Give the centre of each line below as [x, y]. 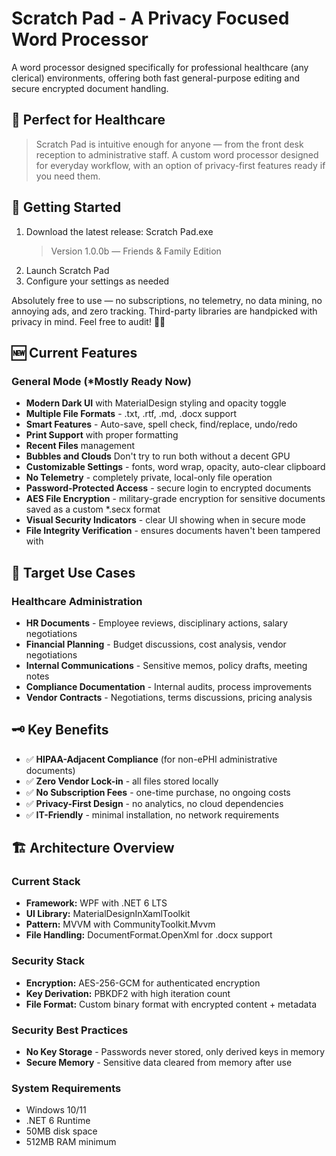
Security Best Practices [70, 1030]
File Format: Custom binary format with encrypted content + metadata [171, 1004]
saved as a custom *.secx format [93, 509]
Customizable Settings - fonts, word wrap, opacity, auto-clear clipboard [175, 467]
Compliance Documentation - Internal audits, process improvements [169, 686]
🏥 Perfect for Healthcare [88, 120]
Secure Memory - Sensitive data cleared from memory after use [159, 1063]
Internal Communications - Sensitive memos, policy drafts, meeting [166, 665]
